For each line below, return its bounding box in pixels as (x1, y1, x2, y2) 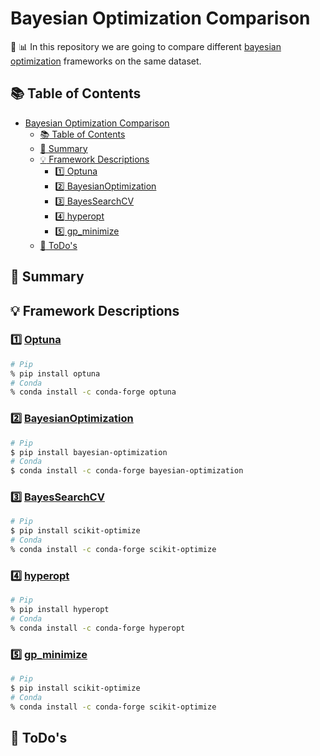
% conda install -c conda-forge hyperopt (10, 623, 186, 633)
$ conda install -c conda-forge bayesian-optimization (10, 466, 244, 476)
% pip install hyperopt (10, 605, 110, 615)
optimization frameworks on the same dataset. (10, 55, 202, 67)
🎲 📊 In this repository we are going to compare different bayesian (10, 40, 282, 52)
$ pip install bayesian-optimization (10, 447, 168, 457)
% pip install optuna (10, 368, 101, 379)
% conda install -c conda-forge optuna (10, 387, 177, 397)
